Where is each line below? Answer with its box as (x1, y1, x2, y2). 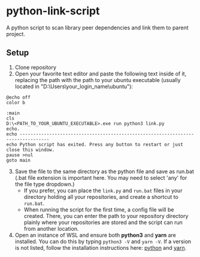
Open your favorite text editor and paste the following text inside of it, (14, 70, 187, 77)
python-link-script (6, 4, 100, 18)
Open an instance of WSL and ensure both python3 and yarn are (14, 231, 177, 238)
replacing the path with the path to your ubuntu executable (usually (14, 76, 181, 83)
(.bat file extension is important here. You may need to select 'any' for (14, 174, 187, 181)
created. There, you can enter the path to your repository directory (23, 212, 189, 219)
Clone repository (14, 64, 57, 71)
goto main (6, 157, 31, 163)
